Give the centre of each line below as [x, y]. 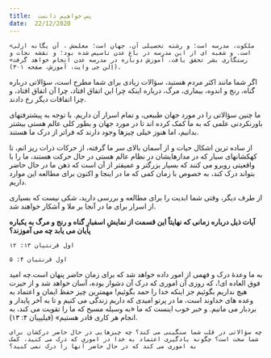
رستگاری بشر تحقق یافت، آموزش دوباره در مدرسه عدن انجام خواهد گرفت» [129, 60]
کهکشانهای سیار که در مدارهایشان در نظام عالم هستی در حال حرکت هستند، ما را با [133, 156]
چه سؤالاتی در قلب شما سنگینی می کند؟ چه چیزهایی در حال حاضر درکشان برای [136, 332]
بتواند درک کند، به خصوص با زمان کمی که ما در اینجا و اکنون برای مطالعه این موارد [132, 173]
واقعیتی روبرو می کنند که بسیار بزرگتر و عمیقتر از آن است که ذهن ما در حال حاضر [132, 164]
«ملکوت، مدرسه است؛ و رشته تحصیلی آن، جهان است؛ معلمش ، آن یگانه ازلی [132, 45]
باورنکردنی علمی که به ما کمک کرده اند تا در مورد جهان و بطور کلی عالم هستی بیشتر [136, 123]
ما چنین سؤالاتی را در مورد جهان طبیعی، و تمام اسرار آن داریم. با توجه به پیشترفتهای [135, 115]
